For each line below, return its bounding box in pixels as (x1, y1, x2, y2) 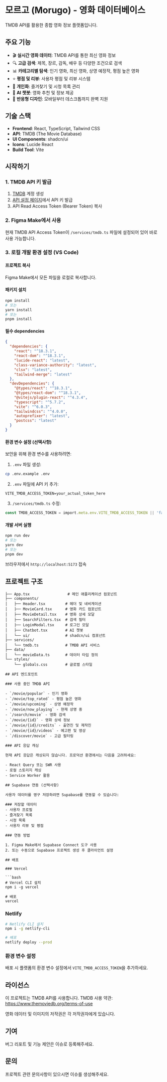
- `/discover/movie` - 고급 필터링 (5, 733, 74, 738)
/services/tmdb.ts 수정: (12, 501, 61, 507)
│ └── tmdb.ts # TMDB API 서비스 (5, 643, 100, 648)
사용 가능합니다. (5, 235, 36, 241)
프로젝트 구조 (5, 577, 43, 586)
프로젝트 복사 (5, 262, 31, 268)
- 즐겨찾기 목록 (5, 813, 33, 818)
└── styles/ (5, 657, 30, 662)
